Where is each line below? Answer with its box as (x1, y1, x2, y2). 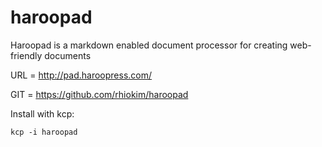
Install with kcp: (10, 107, 75, 120)
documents (44, 49, 92, 61)
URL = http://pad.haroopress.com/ (10, 69, 153, 81)
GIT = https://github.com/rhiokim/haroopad (10, 88, 189, 100)
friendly (10, 49, 43, 61)
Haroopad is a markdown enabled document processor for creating (10, 39, 288, 51)
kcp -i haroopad (10, 127, 78, 137)
